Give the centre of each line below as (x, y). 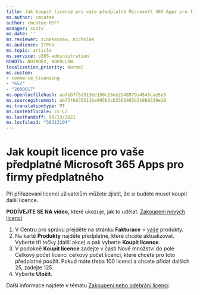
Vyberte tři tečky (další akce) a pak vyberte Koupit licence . (87, 243)
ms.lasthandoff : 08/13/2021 (41, 117)
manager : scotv (25, 28)
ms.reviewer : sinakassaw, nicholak (50, 39)
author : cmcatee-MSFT (33, 23)
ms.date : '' (21, 34)
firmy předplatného (55, 177)
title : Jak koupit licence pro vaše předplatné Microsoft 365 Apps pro (97, 12)
